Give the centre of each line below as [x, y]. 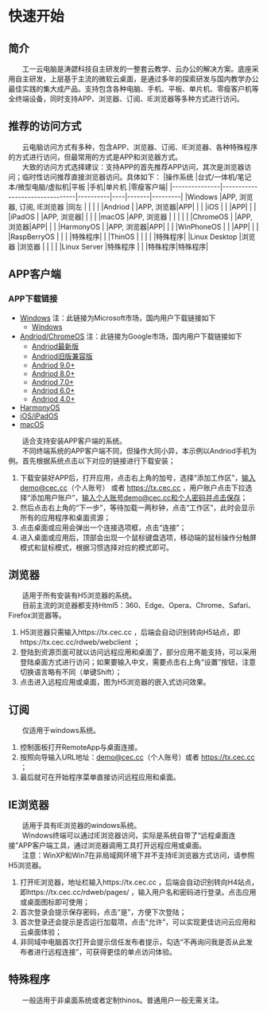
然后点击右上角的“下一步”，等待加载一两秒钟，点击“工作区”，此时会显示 [137, 508]
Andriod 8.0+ [53, 373]
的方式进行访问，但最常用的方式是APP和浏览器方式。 [95, 157]
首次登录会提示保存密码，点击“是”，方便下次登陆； [103, 912]
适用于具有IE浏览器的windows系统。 [82, 825]
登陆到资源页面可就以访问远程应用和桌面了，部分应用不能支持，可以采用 [138, 652]
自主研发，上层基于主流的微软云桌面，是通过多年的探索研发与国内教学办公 [137, 79]
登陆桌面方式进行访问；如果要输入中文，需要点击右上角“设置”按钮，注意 [138, 662]
